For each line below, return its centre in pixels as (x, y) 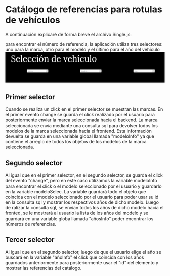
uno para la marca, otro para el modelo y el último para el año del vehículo (83, 49)
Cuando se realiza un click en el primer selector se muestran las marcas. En (84, 109)
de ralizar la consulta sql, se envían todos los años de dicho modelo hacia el (84, 207)
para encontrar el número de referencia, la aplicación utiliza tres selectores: (84, 44)
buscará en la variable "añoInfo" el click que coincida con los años (75, 257)
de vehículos (33, 20)
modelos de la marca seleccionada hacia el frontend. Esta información (78, 131)
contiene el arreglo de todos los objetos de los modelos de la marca (76, 141)
